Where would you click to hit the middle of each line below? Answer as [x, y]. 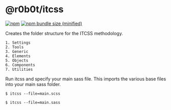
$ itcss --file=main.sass [33, 102]
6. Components [20, 65]
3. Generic [17, 51]
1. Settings [18, 43]
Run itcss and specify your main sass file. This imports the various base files [86, 79]
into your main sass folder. [33, 84]
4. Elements [18, 56]
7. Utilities [19, 69]
